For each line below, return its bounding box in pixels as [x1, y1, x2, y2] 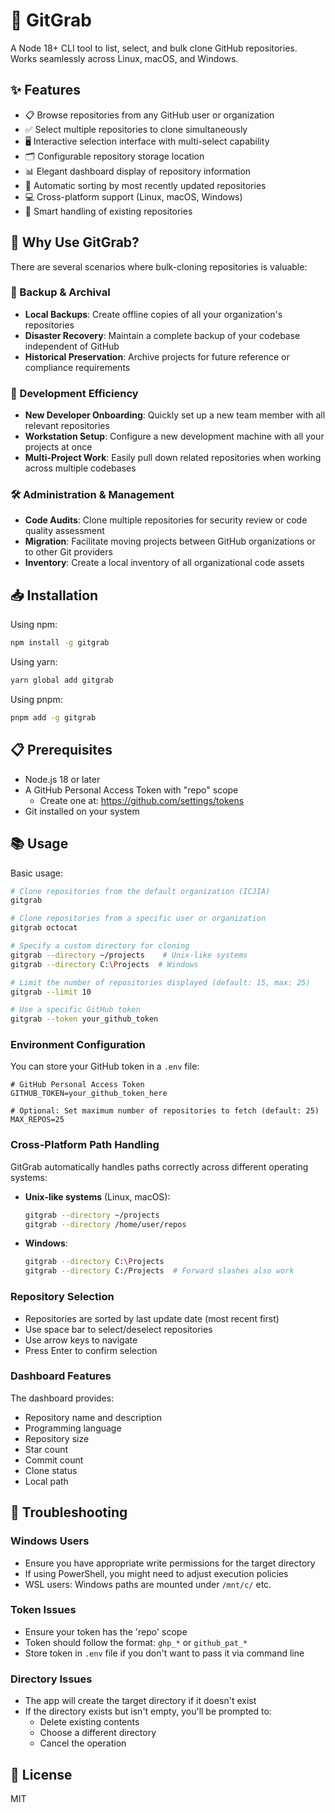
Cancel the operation [39, 1737, 127, 1749]
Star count [24, 1443, 69, 1455]
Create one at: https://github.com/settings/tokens [39, 794, 245, 806]
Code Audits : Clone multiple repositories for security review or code [24, 514, 308, 526]
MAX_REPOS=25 [10, 1115, 65, 1125]
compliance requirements [24, 361, 131, 373]
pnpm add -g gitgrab [10, 713, 97, 723]
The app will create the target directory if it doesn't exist [24, 1695, 257, 1707]
